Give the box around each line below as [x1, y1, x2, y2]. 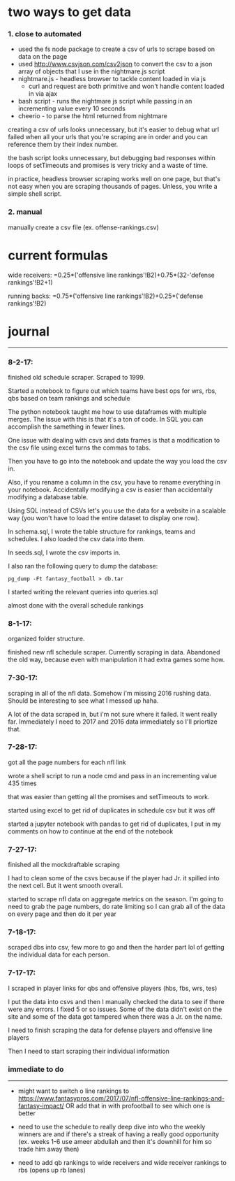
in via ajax [28, 90, 58, 98]
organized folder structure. [8, 634, 85, 643]
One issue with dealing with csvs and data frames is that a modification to [8, 436, 220, 444]
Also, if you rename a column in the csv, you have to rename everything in [8, 478, 220, 486]
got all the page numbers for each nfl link [8, 758, 126, 766]
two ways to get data [8, 4, 132, 20]
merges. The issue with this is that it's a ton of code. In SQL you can [8, 415, 204, 423]
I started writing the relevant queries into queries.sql [8, 587, 158, 596]
